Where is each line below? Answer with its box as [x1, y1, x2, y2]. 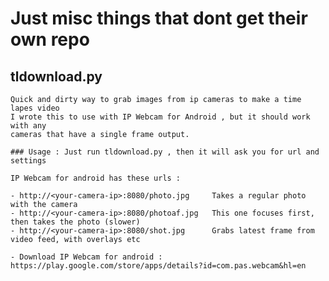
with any [10, 121, 47, 131]
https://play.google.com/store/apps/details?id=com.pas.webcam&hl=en [10, 261, 307, 271]
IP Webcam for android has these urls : [10, 173, 182, 183]
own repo [10, 28, 90, 51]
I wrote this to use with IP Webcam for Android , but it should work [10, 112, 311, 122]
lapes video [10, 103, 60, 113]
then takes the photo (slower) [10, 217, 141, 227]
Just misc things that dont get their [10, 7, 308, 30]
